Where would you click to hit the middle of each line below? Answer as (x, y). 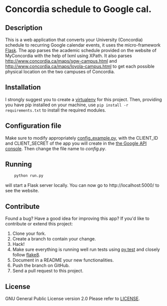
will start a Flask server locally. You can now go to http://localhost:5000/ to (82, 185)
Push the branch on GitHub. (41, 265)
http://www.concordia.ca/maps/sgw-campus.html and (61, 61)
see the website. (22, 191)
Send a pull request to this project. (48, 271)
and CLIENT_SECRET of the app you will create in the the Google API (76, 143)
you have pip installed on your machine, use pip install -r (67, 105)
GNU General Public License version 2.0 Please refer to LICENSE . (72, 298)
